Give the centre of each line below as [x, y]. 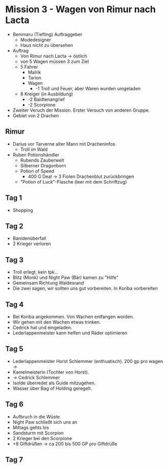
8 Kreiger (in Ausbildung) [47, 94]
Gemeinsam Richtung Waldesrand [48, 283]
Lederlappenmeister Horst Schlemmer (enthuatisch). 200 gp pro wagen [88, 361]
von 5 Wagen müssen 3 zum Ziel [54, 61]
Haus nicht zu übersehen [47, 45]
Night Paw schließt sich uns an [45, 422]
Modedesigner [36, 40]
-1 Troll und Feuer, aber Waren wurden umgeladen [88, 88]
